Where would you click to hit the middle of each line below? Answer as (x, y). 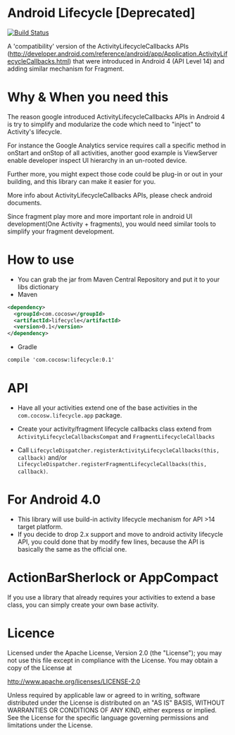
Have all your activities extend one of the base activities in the (107, 408)
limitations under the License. (50, 725)
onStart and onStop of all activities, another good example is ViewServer (113, 152)
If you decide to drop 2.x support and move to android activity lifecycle (120, 534)
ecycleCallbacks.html (38, 61)
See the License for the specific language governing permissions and (108, 717)
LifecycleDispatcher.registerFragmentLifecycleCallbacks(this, (112, 464)
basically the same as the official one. (72, 549)
